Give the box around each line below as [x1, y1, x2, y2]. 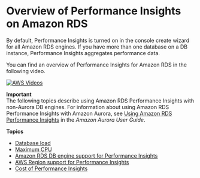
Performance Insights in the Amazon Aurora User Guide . [6, 116, 146, 123]
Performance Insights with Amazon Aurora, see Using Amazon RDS [6, 110, 172, 117]
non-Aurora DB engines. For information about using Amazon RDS [6, 103, 169, 110]
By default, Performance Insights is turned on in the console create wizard [6, 37, 190, 44]
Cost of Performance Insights [14, 165, 88, 172]
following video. [6, 67, 46, 74]
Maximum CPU [14, 146, 52, 153]
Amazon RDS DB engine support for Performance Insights [14, 152, 158, 159]
